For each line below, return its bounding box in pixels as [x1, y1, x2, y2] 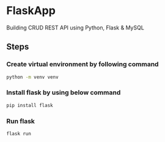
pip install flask [6, 102, 53, 108]
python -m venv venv [6, 74, 59, 80]
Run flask [6, 117, 35, 125]
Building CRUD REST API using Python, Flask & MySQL [6, 24, 145, 31]
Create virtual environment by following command [6, 60, 159, 69]
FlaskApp [6, 4, 56, 18]
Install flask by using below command [6, 88, 121, 97]
